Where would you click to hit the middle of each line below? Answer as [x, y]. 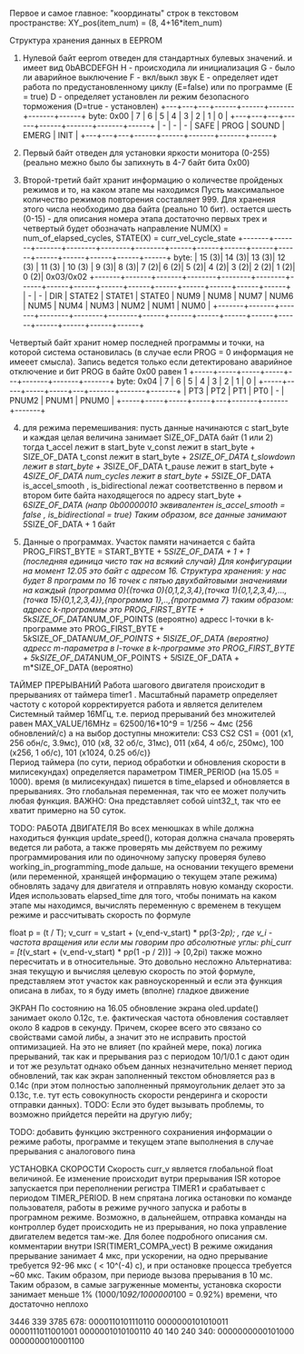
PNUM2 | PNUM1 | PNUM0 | [62, 400]
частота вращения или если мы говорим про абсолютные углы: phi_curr [151, 942]
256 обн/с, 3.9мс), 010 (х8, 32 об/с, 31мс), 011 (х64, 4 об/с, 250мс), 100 [147, 743]
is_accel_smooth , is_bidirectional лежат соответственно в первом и [152, 486]
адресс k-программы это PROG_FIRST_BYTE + [113, 609]
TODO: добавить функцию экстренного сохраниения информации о [141, 1132]
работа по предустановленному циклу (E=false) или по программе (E [157, 87]
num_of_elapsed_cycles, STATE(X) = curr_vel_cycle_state [129, 238]
